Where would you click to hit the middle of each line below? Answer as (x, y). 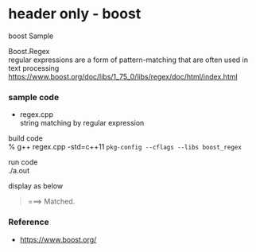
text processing (34, 68)
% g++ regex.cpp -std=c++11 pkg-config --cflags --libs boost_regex (125, 147)
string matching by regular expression (82, 123)
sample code (34, 97)
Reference (29, 222)
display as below (36, 186)
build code (26, 138)
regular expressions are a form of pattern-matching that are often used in (128, 60)
